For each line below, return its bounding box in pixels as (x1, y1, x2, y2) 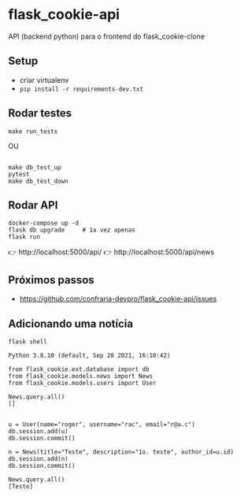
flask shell (8, 338, 47, 346)
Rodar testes (8, 106, 72, 120)
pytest (8, 170, 30, 178)
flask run (8, 233, 41, 241)
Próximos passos (8, 273, 95, 287)
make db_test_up (8, 163, 61, 171)
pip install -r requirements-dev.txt (19, 85, 144, 93)
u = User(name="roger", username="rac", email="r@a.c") (8, 421, 195, 428)
